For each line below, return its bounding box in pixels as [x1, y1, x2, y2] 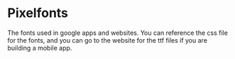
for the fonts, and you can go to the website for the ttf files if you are [7, 36, 208, 44]
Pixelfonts [7, 5, 69, 21]
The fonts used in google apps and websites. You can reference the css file [7, 28, 229, 37]
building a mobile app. [7, 43, 72, 52]
